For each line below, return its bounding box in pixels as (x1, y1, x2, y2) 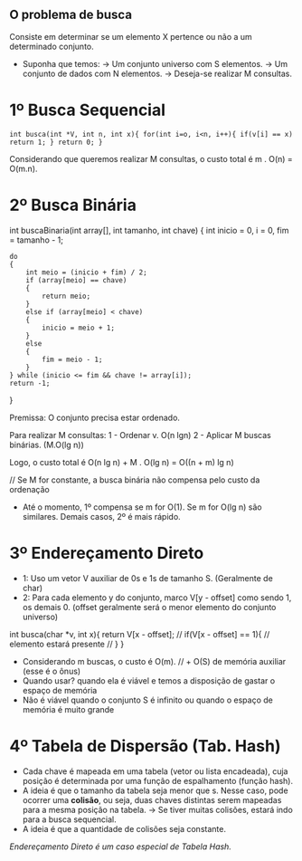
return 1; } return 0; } (9, 138, 103, 147)
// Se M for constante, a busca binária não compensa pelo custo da (9, 474, 260, 485)
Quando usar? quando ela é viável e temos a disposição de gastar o (22, 674, 276, 686)
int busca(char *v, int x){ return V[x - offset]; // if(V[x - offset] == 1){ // (9, 628, 270, 639)
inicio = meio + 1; (42, 323, 116, 332)
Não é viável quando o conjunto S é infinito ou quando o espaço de (22, 694, 273, 705)
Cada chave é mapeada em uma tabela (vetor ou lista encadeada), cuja (22, 765, 288, 777)
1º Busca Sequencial (9, 100, 165, 120)
